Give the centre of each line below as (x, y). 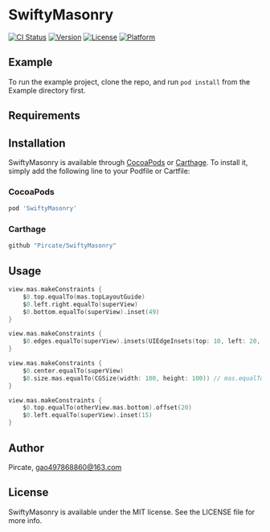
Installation (37, 143)
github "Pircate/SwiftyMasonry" (62, 246)
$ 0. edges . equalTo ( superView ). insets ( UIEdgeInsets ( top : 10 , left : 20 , (142, 341)
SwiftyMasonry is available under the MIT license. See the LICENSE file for (132, 512)
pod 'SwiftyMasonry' (43, 208)
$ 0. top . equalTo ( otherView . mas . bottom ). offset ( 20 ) (108, 408)
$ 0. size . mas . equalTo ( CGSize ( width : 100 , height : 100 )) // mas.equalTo (143, 378)
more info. (25, 520)
